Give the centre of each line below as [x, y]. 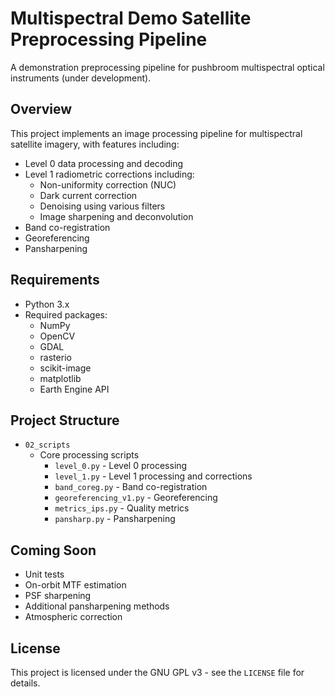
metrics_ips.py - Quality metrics [122, 508]
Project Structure [65, 420]
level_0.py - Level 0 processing [121, 466]
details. [25, 683]
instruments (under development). [81, 78]
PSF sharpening [58, 596]
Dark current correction [88, 195]
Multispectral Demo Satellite [131, 18]
